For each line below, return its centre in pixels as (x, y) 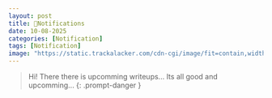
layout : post (30, 16)
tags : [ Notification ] (45, 46)
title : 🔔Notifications (47, 23)
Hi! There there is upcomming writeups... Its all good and (123, 77)
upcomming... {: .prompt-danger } (85, 85)
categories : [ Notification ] (56, 38)
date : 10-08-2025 (38, 31)
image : (19, 53)
